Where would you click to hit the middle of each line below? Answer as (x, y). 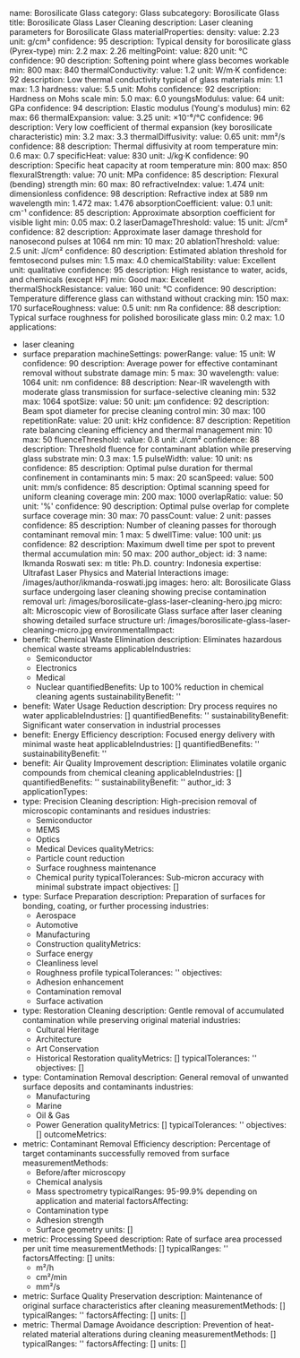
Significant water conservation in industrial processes (121, 725)
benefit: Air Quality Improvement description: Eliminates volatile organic (154, 763)
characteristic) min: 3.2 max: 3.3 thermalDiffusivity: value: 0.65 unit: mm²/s (147, 137)
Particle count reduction (80, 858)
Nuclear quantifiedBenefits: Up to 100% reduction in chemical (150, 687)
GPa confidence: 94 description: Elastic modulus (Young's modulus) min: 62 (150, 108)
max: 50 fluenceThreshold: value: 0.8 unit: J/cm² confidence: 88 (141, 439)
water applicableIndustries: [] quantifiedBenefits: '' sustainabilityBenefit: (155, 715)
